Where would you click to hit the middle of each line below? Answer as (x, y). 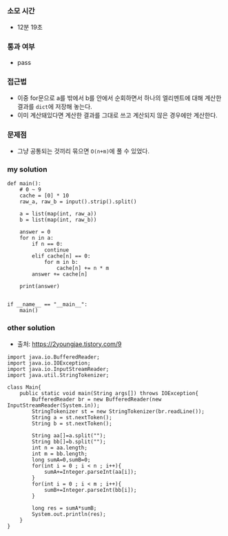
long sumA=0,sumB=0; (61, 460)
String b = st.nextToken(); (72, 423)
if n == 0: (48, 244)
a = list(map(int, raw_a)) (58, 214)
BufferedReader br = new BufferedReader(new (97, 399)
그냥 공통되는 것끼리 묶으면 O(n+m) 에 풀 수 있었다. (83, 151)
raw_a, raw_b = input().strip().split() (78, 202)
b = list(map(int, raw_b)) (58, 220)
